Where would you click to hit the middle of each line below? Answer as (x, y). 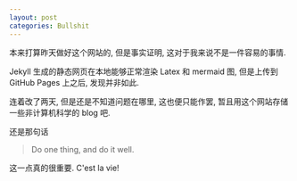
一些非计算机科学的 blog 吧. (60, 112)
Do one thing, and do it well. (82, 149)
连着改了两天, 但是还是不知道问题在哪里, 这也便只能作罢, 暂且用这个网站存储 (148, 101)
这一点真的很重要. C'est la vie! (64, 168)
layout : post (33, 17)
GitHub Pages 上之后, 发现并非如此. (74, 82)
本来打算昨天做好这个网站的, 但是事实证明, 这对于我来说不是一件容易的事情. (148, 52)
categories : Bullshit (49, 26)
